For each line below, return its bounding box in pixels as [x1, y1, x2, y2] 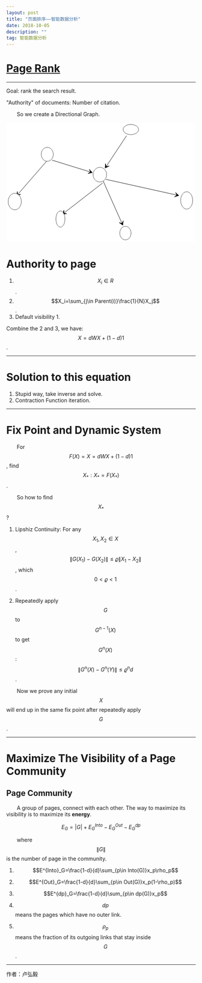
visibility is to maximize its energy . [6, 810, 92, 818]
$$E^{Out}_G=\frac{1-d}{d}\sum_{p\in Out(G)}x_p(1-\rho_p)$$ [29, 878, 182, 886]
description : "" [6, 29, 47, 35]
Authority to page [6, 257, 97, 271]
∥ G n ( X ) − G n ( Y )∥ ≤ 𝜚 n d [78, 665, 133, 673]
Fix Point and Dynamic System [6, 423, 161, 437]
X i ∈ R [97, 277, 114, 286]
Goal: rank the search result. [6, 87, 77, 94]
